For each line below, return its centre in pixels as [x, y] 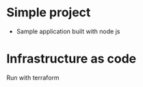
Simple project [49, 13]
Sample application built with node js [68, 31]
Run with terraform [33, 77]
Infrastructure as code [71, 59]
